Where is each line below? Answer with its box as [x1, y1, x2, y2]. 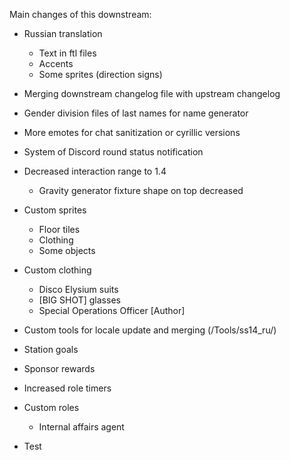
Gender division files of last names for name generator [23, 107, 249, 119]
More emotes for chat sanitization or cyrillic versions [23, 127, 241, 138]
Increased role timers [23, 382, 112, 394]
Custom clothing [23, 264, 92, 276]
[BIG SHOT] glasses [38, 294, 121, 306]
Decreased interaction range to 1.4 [23, 165, 167, 177]
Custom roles [23, 402, 80, 413]
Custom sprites [23, 204, 87, 216]
